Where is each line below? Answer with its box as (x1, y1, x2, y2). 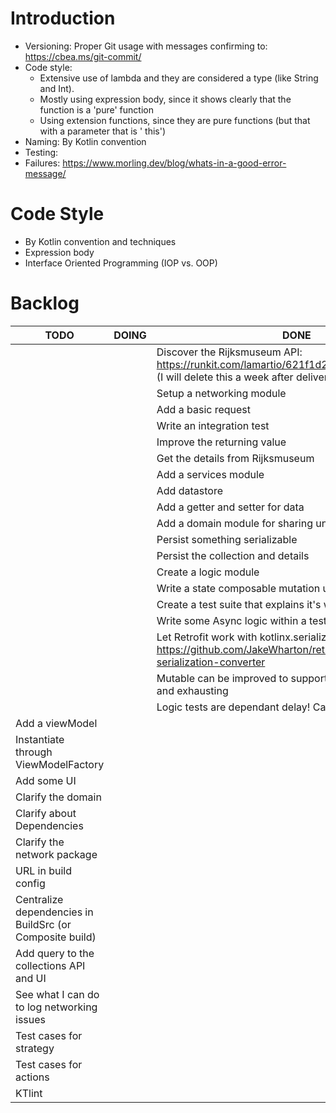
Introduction (10, 7, 116, 30)
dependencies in (15, 905, 94, 919)
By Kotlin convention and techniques (24, 235, 177, 247)
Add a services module (156, 467, 265, 481)
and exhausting (156, 683, 229, 697)
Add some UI (15, 773, 77, 787)
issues (15, 1012, 46, 1026)
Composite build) (15, 930, 97, 944)
